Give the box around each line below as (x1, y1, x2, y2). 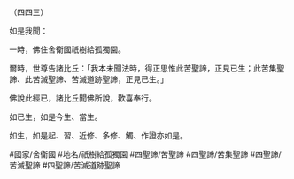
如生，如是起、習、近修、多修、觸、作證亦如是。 (9, 131, 188, 140)
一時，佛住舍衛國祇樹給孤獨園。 (9, 44, 126, 55)
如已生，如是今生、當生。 (9, 112, 103, 122)
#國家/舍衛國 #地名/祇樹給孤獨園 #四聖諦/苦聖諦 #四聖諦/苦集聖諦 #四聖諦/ (9, 149, 282, 160)
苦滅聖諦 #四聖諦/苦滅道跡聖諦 (9, 160, 120, 170)
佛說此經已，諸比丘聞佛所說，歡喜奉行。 (9, 93, 157, 103)
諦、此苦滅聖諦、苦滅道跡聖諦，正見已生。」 (9, 74, 168, 85)
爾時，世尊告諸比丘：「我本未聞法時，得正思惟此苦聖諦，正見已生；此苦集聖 (9, 63, 285, 73)
